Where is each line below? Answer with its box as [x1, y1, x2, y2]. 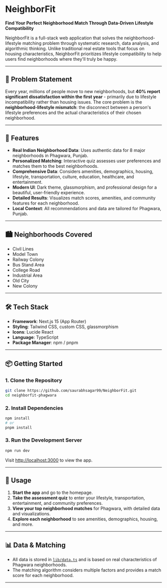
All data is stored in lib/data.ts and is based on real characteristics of [12, 557, 158, 563]
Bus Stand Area [12, 262, 45, 268]
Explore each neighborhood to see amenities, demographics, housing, [12, 516, 158, 522]
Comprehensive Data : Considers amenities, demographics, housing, [12, 168, 154, 174]
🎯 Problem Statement [5, 75, 73, 84]
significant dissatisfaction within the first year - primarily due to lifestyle [5, 94, 157, 100]
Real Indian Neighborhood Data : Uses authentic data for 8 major [12, 147, 146, 153]
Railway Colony [12, 256, 44, 262]
